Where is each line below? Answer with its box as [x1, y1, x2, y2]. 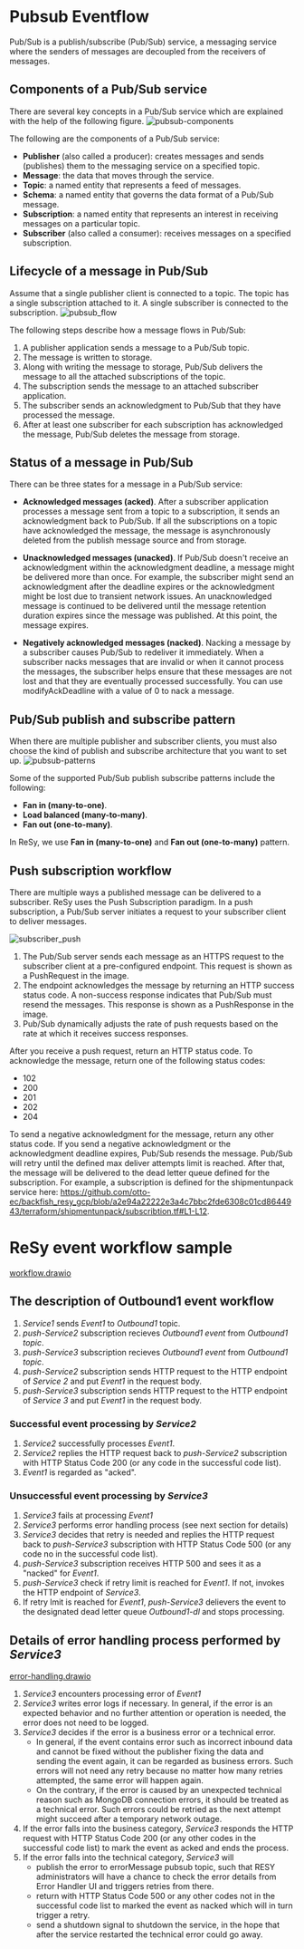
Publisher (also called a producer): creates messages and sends [22, 150, 264, 161]
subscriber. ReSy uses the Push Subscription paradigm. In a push [9, 897, 253, 907]
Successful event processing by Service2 [9, 1417, 196, 1430]
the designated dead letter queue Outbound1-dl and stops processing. [22, 1606, 285, 1617]
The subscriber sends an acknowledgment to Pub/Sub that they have [22, 400, 281, 410]
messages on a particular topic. [22, 217, 140, 228]
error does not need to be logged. [22, 1717, 149, 1728]
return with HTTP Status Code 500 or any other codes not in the [35, 1891, 276, 1902]
